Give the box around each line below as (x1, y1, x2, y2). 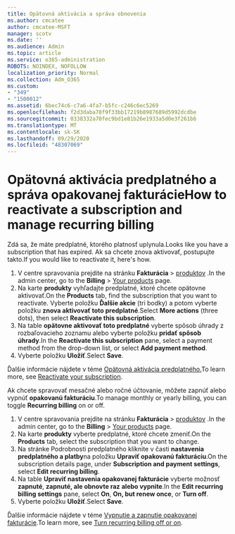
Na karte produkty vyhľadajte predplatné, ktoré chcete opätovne (17, 284, 206, 293)
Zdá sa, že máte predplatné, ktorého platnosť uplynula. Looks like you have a (7, 241, 229, 249)
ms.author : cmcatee (7, 17, 65, 24)
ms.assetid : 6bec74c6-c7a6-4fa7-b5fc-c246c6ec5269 (7, 102, 159, 109)
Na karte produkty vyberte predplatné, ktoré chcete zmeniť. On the (17, 430, 211, 438)
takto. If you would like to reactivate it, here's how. (7, 255, 151, 264)
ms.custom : (7, 83, 39, 90)
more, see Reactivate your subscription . (7, 372, 123, 381)
